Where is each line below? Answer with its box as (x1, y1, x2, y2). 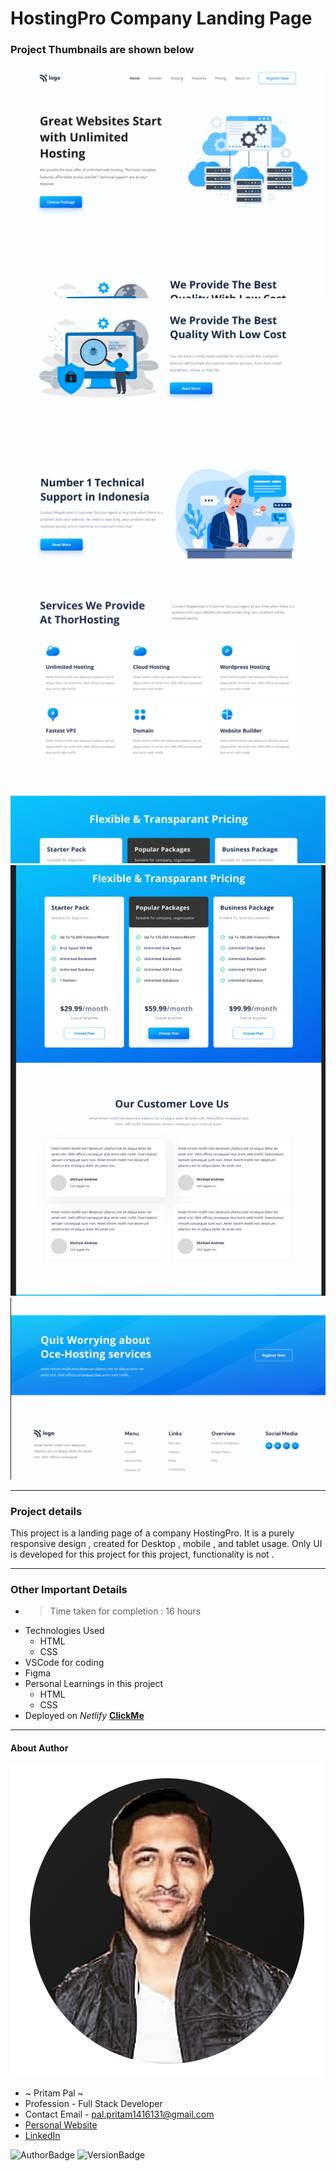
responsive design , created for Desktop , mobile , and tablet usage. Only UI (10, 1537, 323, 1549)
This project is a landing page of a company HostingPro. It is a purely (10, 1527, 295, 1539)
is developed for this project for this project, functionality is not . (10, 1548, 275, 1560)
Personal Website (24, 2119, 98, 2131)
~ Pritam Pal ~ (24, 2087, 84, 2099)
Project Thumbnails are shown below (10, 43, 195, 57)
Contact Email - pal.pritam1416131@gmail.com (24, 2108, 215, 2121)
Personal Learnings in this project (24, 1678, 164, 1690)
